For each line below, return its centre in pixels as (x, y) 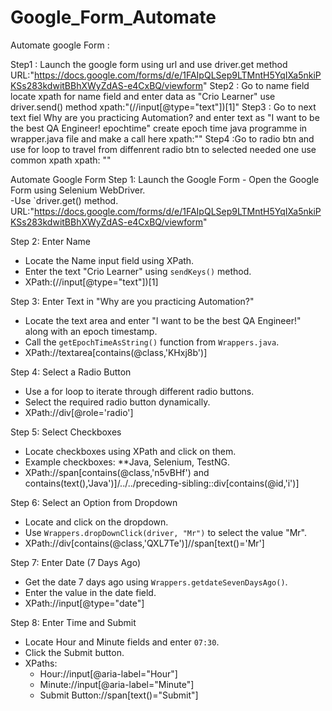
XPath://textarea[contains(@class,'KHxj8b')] (116, 352)
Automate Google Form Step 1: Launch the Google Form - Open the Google (165, 179)
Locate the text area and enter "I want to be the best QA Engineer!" (163, 320)
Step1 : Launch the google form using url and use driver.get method (149, 64)
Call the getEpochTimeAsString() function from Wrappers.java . (152, 342)
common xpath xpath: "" (61, 160)
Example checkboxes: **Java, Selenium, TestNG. (127, 462)
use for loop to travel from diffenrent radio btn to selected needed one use (163, 149)
